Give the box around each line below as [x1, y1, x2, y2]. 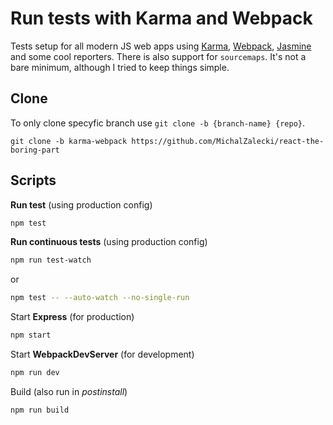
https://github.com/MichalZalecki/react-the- [131, 136, 325, 146]
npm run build [10, 405, 70, 415]
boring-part [10, 145, 60, 155]
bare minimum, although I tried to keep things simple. [10, 61, 230, 73]
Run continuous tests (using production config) [10, 236, 208, 248]
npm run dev [10, 368, 60, 378]
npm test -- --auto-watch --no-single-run [10, 293, 190, 303]
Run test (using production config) [10, 198, 153, 211]
